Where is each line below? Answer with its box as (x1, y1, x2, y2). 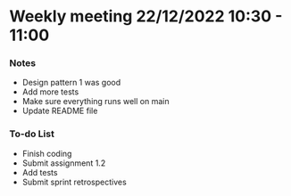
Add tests (21, 167, 58, 177)
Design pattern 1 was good (21, 78, 121, 88)
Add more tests (21, 86, 79, 97)
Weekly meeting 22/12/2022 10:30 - (9, 6, 283, 27)
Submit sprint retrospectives (21, 176, 127, 187)
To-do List (9, 127, 55, 140)
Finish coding (21, 148, 72, 159)
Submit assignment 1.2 (21, 158, 106, 168)
